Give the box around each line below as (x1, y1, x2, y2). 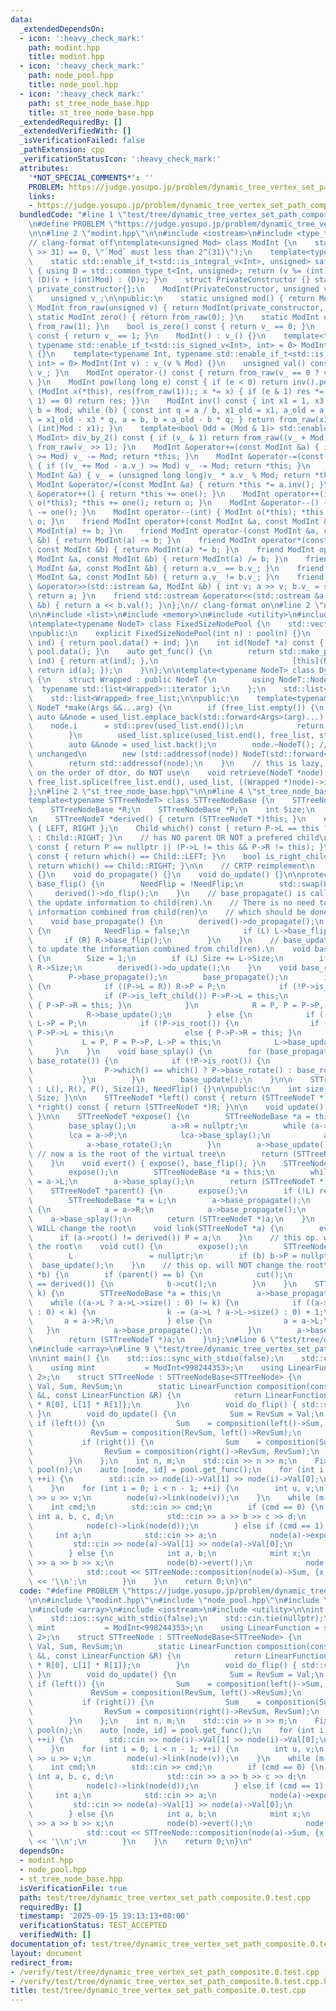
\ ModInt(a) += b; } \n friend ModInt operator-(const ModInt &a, (28, 526, 320, 536)
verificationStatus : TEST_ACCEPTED (19, 1921, 168, 1931)
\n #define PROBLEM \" (28, 219, 118, 230)
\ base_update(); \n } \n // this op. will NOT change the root (28, 1261, 325, 1271)
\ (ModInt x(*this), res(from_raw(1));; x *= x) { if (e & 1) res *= (28, 386, 325, 396)
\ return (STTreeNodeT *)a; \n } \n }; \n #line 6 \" (28, 1335, 280, 1345)
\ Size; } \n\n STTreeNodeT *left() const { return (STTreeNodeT (28, 1093, 315, 1103)
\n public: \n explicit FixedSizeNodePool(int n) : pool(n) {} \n (28, 628, 311, 638)
